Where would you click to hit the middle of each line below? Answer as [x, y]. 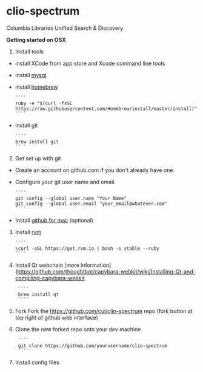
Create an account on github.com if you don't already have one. [95, 170]
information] [96, 265]
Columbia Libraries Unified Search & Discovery [65, 28]
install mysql [31, 75]
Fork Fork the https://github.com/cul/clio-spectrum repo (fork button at [104, 311]
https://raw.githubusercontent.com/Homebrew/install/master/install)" [106, 108]
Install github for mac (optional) [54, 220]
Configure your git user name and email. [65, 182]
